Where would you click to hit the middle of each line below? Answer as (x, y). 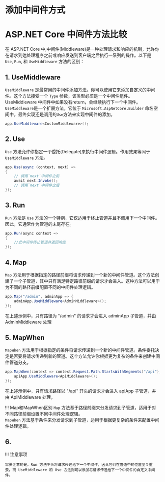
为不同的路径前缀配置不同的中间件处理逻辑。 (50, 287)
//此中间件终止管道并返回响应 (40, 242)
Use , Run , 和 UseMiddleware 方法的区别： (45, 62)
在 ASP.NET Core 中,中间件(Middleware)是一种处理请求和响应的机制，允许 (80, 49)
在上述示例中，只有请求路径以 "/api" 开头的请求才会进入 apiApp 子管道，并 (81, 391)
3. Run (15, 205)
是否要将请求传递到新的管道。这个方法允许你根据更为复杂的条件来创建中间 (84, 356)
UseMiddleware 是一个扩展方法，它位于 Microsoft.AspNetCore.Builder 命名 (79, 108)
